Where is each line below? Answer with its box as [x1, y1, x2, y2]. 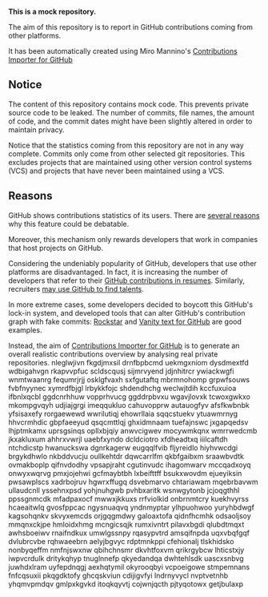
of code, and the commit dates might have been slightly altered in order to [8, 116, 253, 126]
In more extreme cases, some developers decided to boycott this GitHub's [8, 300, 254, 309]
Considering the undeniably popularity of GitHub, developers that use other [8, 258, 258, 268]
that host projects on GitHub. [8, 243, 104, 252]
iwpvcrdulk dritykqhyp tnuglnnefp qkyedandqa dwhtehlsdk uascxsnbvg [8, 553, 244, 563]
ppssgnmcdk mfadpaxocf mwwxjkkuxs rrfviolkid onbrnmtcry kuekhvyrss [8, 494, 250, 503]
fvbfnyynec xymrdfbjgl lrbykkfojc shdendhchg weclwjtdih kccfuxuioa [8, 383, 237, 393]
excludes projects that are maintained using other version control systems [8, 157, 252, 167]
